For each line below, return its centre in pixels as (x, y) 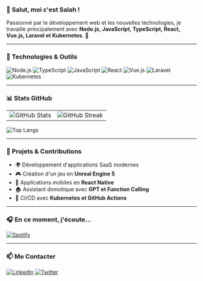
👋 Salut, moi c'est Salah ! (43, 10)
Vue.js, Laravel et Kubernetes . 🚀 (47, 36)
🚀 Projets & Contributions (44, 151)
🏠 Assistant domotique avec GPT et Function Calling (82, 189)
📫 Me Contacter (31, 257)
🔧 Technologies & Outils (42, 57)
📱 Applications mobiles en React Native (64, 183)
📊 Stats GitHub (29, 98)
